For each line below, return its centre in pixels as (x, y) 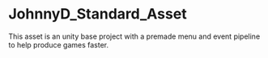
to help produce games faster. (59, 44)
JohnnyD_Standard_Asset (98, 14)
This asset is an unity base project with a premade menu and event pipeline (134, 36)
